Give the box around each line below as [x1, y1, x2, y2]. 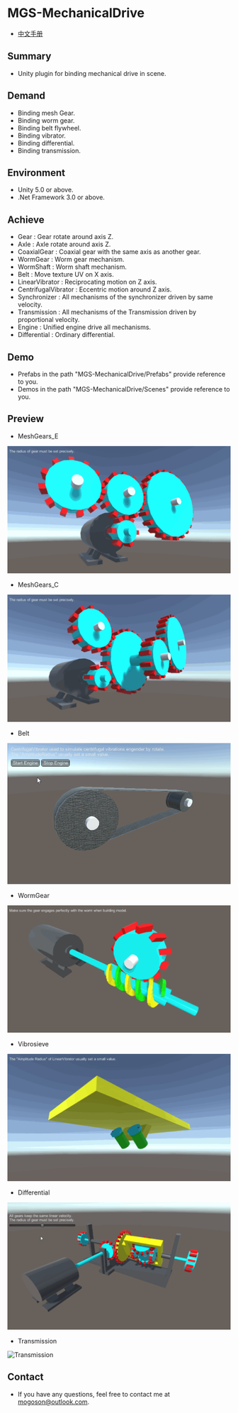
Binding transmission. [17, 146, 81, 155]
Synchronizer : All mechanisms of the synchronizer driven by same [17, 293, 214, 301]
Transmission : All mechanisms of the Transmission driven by [17, 308, 197, 316]
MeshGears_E [17, 431, 59, 440]
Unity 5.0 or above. [17, 186, 74, 194]
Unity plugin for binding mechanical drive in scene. [17, 69, 166, 77]
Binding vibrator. [17, 131, 66, 140]
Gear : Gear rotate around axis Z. [17, 233, 114, 241]
